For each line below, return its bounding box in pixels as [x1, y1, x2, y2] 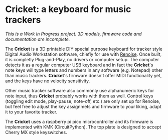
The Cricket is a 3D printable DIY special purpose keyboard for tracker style [5, 46, 163, 52]
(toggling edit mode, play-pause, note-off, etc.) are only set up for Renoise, [5, 98, 160, 104]
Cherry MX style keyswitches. [5, 129, 67, 135]
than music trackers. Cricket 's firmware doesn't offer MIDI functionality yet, [5, 72, 162, 78]
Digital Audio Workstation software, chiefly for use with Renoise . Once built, [5, 51, 162, 57]
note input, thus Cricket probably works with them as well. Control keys [5, 93, 153, 99]
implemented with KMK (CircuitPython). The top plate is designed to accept [5, 124, 161, 130]
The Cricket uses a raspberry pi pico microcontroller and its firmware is [5, 118, 153, 124]
